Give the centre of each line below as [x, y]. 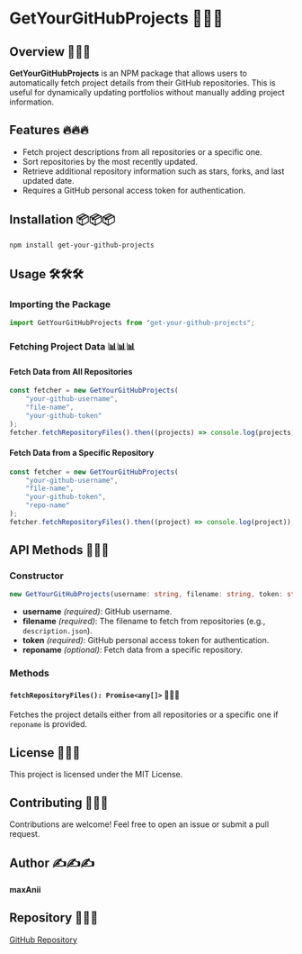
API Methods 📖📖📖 [59, 550]
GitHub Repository [44, 940]
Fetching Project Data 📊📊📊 [72, 346]
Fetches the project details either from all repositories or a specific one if [144, 714]
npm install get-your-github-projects [82, 245]
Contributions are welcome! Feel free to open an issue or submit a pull [139, 824]
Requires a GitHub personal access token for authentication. [133, 190]
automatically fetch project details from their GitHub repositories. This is [142, 83]
